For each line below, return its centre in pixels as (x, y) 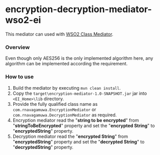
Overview (18, 47)
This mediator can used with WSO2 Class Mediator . (59, 34)
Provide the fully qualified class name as (55, 104)
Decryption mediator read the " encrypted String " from (70, 136)
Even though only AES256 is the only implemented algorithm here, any (79, 58)
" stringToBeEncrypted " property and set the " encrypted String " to (84, 126)
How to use (20, 77)
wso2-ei (23, 20)
